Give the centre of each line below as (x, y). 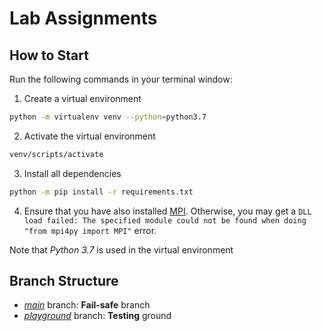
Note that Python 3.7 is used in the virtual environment (121, 249)
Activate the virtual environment (89, 136)
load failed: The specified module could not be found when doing (165, 220)
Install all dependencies (72, 173)
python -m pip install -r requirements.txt (101, 192)
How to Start (49, 55)
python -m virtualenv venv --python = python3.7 (108, 117)
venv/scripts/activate (56, 154)
